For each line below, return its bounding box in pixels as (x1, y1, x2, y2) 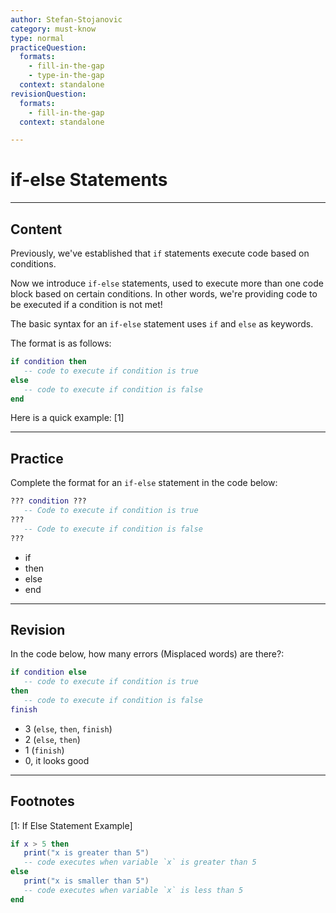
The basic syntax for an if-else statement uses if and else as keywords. (10, 318, 314, 330)
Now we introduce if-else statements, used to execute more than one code (10, 277, 324, 289)
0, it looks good (24, 754, 90, 766)
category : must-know (10, 24, 97, 34)
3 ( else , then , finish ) (24, 722, 113, 735)
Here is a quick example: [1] (10, 412, 125, 424)
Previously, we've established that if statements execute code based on (10, 247, 310, 259)
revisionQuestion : (10, 89, 87, 99)
